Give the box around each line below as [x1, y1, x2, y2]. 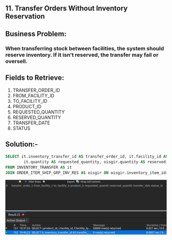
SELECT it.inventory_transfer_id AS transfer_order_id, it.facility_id [5, 154, 161, 159]
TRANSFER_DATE [12, 120, 50, 126]
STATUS [12, 125, 31, 131]
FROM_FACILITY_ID [12, 92, 55, 99]
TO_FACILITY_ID [12, 98, 48, 104]
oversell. [5, 57, 28, 64]
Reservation [5, 12, 45, 21]
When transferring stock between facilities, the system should [5, 45, 164, 52]
